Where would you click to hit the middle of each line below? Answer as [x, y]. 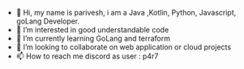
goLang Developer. [48, 21]
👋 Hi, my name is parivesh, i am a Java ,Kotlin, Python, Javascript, [126, 13]
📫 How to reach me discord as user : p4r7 [87, 56]
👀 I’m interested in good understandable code [92, 30]
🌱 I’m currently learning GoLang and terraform [93, 38]
